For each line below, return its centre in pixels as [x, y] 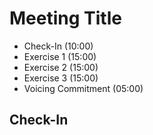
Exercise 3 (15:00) [61, 78]
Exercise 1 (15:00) [60, 56]
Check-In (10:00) [58, 46]
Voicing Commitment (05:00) [83, 88]
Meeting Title [65, 18]
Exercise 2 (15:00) [61, 67]
